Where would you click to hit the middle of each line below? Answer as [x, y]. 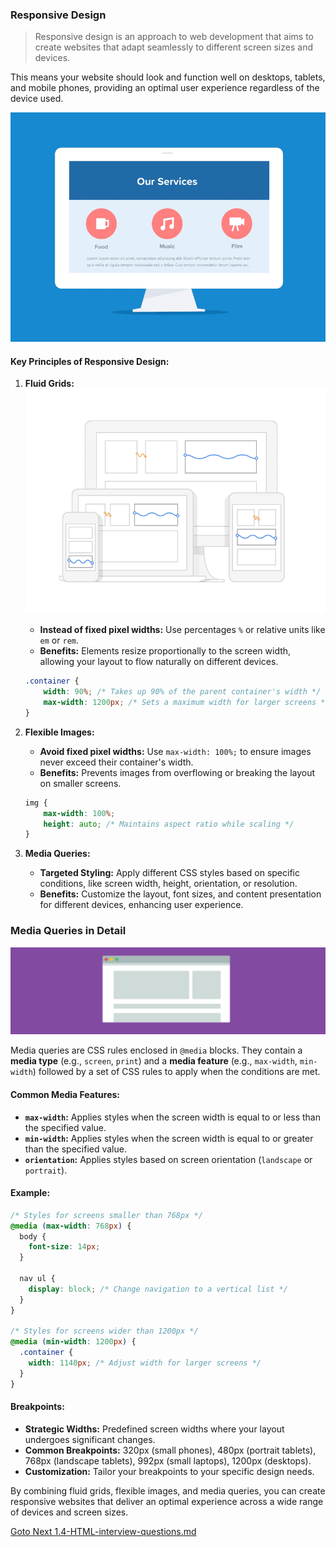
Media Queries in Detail [68, 931]
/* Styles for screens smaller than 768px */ [106, 1215]
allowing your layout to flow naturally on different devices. [159, 662]
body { [33, 1236]
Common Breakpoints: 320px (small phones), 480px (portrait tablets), [170, 1450]
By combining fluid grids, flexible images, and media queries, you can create [168, 1490]
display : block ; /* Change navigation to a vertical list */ [158, 1289]
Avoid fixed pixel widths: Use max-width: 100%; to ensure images [175, 751]
